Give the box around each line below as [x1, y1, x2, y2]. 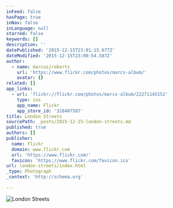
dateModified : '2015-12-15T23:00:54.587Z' [6, 53, 113, 59]
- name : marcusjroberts [11, 63, 70, 70]
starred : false [6, 31, 44, 37]
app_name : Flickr [17, 102, 60, 108]
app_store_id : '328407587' [17, 108, 84, 114]
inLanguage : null [6, 25, 49, 31]
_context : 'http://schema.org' [6, 174, 84, 180]
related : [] [6, 81, 36, 87]
